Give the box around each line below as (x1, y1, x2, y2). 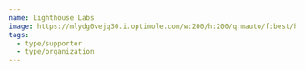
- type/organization (16, 47, 95, 56)
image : (8, 22, 34, 31)
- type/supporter (16, 38, 83, 48)
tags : (8, 30, 29, 39)
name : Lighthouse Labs (8, 13, 95, 23)
